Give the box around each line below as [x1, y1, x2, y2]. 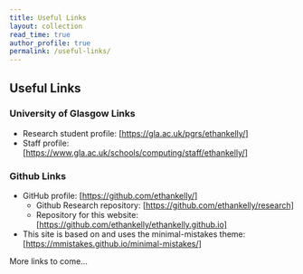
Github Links [9, 169, 66, 182]
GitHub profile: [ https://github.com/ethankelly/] [22, 191, 198, 202]
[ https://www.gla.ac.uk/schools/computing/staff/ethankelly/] [22, 146, 249, 158]
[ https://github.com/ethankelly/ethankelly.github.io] [35, 219, 228, 231]
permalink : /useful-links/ [9, 47, 111, 56]
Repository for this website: [35, 210, 138, 221]
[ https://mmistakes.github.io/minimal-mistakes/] [22, 239, 202, 250]
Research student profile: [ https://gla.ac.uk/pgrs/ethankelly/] [22, 128, 249, 138]
